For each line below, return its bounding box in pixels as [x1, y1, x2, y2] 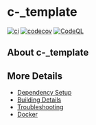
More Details [7, 70, 63, 82]
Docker [16, 111, 38, 119]
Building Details [16, 95, 62, 104]
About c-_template [7, 47, 89, 58]
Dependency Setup [16, 89, 72, 97]
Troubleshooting [16, 103, 64, 111]
